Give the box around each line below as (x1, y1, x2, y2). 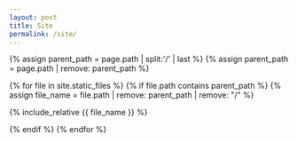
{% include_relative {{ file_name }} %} (9, 107, 148, 118)
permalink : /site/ (9, 29, 77, 38)
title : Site (9, 21, 53, 30)
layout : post (9, 12, 58, 22)
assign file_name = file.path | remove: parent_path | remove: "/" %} (9, 90, 254, 100)
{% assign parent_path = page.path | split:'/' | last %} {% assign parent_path (9, 54, 289, 65)
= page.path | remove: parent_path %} (9, 63, 150, 74)
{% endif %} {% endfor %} (9, 124, 107, 135)
